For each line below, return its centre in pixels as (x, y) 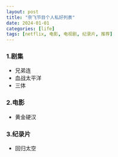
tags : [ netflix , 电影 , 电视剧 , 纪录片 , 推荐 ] (59, 34)
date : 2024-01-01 (28, 23)
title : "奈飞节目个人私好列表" (41, 17)
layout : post (22, 12)
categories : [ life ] (31, 29)
